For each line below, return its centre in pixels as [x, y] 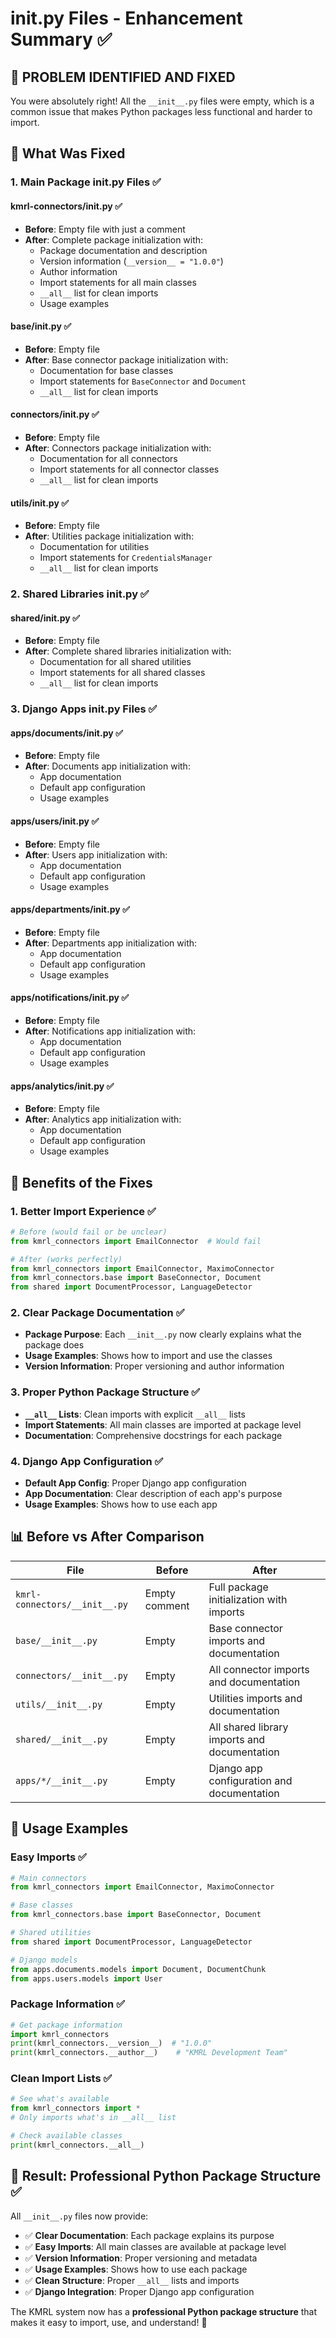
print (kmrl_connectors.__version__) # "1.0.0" [111, 2043]
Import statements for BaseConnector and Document [143, 381]
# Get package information [66, 2025]
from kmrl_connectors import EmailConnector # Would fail [136, 1241]
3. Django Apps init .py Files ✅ [84, 709]
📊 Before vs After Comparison [107, 1537]
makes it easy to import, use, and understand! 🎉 [109, 2322]
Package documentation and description [123, 250]
